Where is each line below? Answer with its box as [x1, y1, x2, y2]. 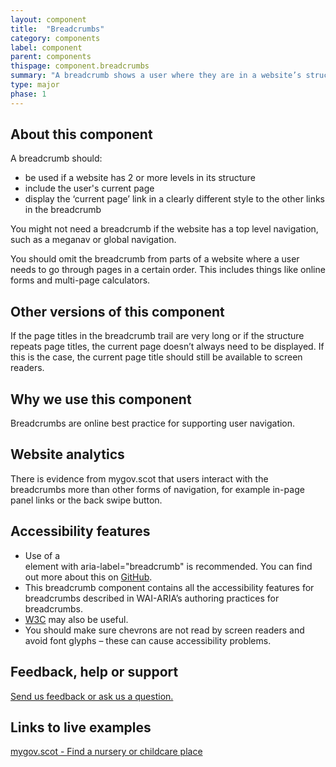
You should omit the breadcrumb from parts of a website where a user [10, 253, 300, 265]
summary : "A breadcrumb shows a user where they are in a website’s [10, 71, 302, 81]
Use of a [24, 549, 61, 561]
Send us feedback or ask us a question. [10, 690, 174, 702]
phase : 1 [10, 89, 47, 99]
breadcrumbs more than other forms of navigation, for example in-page [10, 483, 305, 495]
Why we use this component [10, 391, 192, 408]
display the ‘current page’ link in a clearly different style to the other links [24, 193, 326, 205]
